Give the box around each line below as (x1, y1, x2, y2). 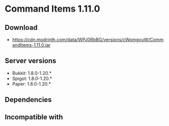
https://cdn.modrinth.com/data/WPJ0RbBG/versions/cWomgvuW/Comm (12, 36, 164, 43)
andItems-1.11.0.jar (12, 42, 51, 48)
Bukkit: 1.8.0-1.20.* (12, 70, 52, 76)
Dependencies (5, 96, 52, 104)
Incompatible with (5, 112, 63, 121)
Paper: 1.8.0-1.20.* (12, 80, 51, 87)
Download (5, 23, 38, 32)
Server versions (5, 57, 56, 65)
